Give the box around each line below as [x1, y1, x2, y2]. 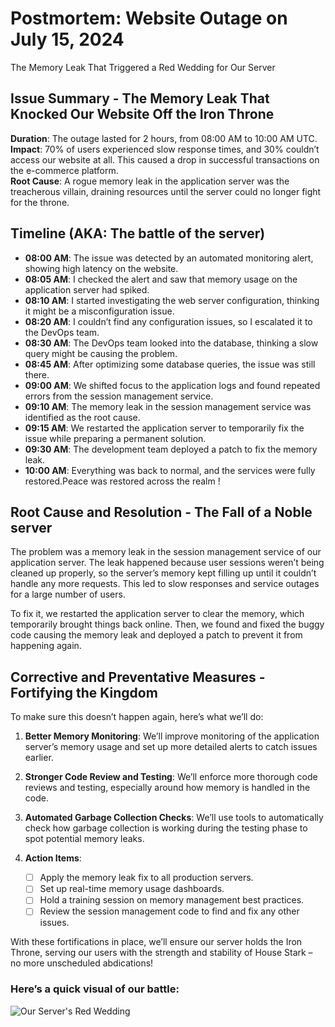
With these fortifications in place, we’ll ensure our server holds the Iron [10, 936, 303, 948]
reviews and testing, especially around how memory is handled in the [24, 782, 311, 794]
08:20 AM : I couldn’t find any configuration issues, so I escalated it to [24, 315, 313, 327]
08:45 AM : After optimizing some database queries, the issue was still [24, 358, 316, 370]
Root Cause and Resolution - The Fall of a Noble [10, 503, 313, 521]
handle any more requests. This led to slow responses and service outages [10, 578, 320, 590]
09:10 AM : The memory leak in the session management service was [24, 400, 312, 412]
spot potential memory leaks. [24, 833, 145, 845]
